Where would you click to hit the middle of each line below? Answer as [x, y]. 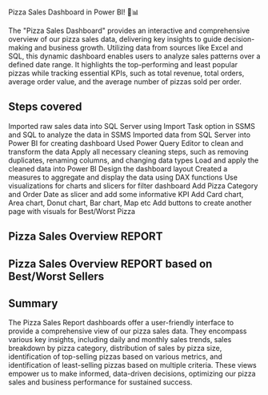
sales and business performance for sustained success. [100, 382]
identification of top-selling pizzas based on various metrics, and [115, 357]
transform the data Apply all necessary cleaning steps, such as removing [128, 151]
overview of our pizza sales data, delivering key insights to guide [115, 39]
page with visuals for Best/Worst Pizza [72, 211]
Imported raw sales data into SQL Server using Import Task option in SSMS [132, 126]
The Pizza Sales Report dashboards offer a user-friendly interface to [121, 323]
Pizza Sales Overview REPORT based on [110, 264]
